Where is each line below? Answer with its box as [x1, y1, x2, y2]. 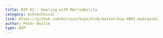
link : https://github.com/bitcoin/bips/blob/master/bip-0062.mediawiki [5, 16, 158, 21]
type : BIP [5, 26, 26, 31]
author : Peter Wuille [5, 21, 51, 26]
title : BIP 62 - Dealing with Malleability [5, 7, 98, 12]
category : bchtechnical [5, 12, 55, 17]
